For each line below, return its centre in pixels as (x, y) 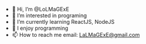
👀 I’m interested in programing (49, 15)
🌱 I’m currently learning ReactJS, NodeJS (63, 22)
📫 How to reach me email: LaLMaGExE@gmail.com (76, 35)
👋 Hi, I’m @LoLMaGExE (41, 9)
